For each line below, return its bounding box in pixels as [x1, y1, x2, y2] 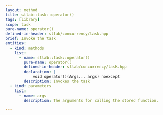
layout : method [5, 7, 38, 13]
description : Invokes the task [24, 79, 90, 84]
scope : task [5, 21, 31, 27]
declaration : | [24, 70, 56, 75]
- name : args [18, 93, 47, 98]
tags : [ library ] [5, 17, 40, 22]
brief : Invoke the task [5, 36, 56, 41]
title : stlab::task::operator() [5, 12, 74, 17]
